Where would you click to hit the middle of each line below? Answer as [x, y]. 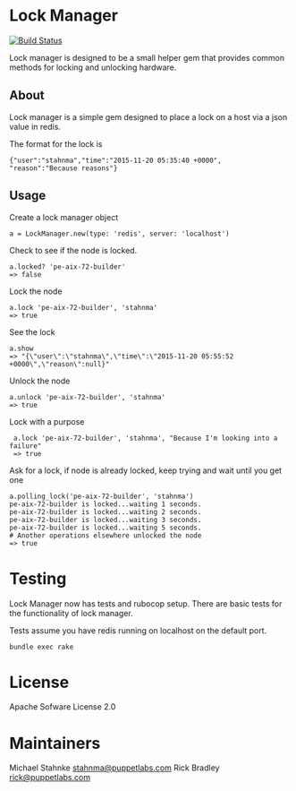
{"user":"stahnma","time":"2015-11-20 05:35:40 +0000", [115, 160]
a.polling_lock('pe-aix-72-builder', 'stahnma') [101, 496]
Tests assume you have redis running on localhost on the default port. [138, 630]
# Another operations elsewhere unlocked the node [106, 535]
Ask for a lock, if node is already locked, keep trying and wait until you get [146, 470]
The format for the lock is [56, 143]
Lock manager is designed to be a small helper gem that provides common [147, 57]
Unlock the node [40, 381]
